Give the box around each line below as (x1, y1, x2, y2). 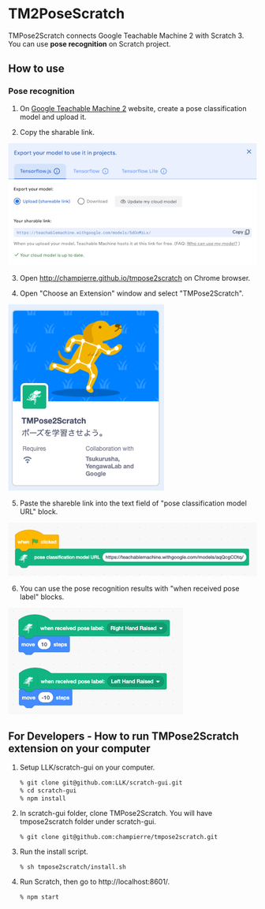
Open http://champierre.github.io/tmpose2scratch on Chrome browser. (19, 274, 251, 283)
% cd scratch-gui (19, 787, 77, 795)
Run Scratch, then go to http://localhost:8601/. (19, 877, 170, 887)
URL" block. (19, 507, 58, 516)
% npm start (19, 893, 59, 901)
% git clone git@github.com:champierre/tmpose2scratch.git (19, 833, 218, 841)
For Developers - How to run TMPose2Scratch (8, 729, 239, 743)
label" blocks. (19, 592, 65, 602)
